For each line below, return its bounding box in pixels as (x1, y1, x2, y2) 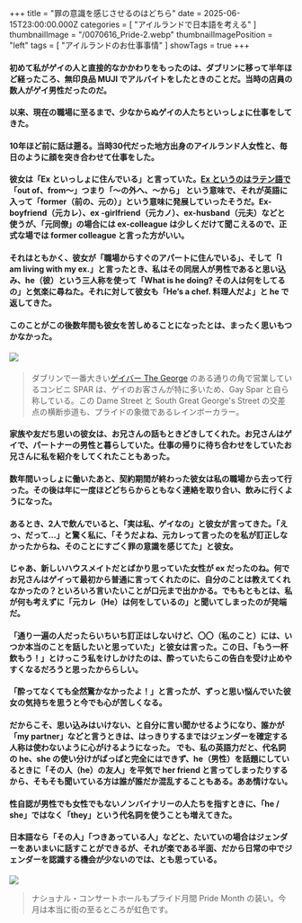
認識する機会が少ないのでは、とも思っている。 (48, 854, 222, 865)
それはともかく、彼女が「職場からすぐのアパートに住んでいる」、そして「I (9, 252, 283, 263)
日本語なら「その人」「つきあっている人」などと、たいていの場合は (9, 831, 257, 843)
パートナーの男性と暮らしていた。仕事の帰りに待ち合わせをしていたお (32, 440, 292, 451)
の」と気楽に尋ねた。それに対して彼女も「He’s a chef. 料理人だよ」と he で (9, 286, 289, 297)
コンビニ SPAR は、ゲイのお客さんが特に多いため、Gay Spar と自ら (39, 383, 289, 394)
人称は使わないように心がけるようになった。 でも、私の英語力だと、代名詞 (9, 741, 287, 753)
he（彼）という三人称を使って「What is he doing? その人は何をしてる (24, 274, 286, 285)
